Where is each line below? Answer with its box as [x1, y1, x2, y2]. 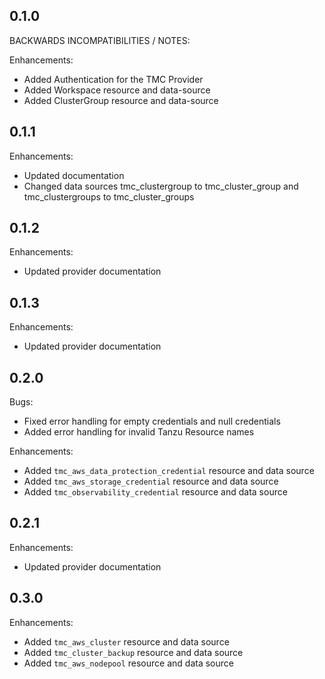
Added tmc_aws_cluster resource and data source [23, 635, 230, 648]
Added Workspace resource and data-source [23, 84, 211, 96]
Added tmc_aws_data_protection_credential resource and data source [23, 465, 315, 477]
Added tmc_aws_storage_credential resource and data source [23, 475, 279, 488]
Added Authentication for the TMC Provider [23, 73, 204, 85]
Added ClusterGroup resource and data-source [23, 94, 219, 106]
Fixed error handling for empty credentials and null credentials [23, 415, 281, 428]
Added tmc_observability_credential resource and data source [23, 486, 288, 498]
